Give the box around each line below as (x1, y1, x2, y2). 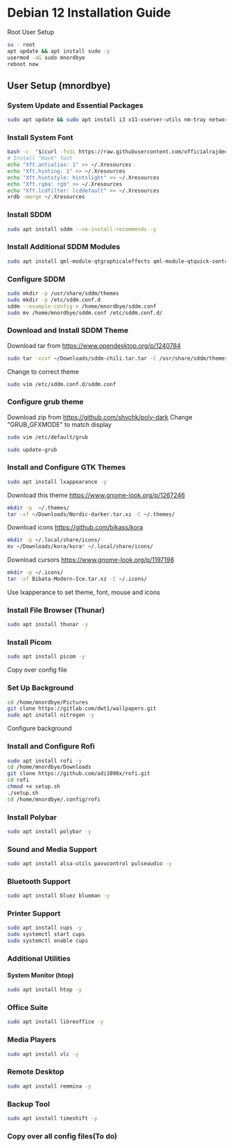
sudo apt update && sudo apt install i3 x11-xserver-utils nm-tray (7, 116, 207, 123)
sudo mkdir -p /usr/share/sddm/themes (7, 290, 119, 297)
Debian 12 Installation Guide (7, 5, 171, 21)
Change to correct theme (7, 367, 80, 376)
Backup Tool (7, 1099, 50, 1108)
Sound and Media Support (7, 844, 97, 854)
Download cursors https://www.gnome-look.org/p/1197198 (7, 556, 175, 564)
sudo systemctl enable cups (7, 937, 89, 944)
